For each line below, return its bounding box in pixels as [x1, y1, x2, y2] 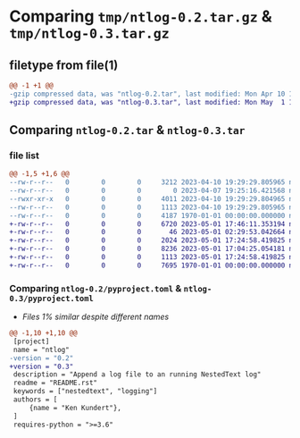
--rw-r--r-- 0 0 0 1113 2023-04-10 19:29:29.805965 [9, 203, 286, 212]
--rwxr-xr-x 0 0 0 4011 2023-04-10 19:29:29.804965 [9, 194, 286, 203]
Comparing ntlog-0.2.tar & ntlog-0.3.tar [9, 122, 246, 138]
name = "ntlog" [12, 345, 70, 354]
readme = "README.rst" [12, 378, 98, 388]
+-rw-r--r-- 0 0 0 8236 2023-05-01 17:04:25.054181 [9, 244, 286, 254]
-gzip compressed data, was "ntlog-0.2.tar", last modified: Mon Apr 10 [9, 89, 286, 98]
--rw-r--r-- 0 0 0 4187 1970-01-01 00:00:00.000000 [9, 211, 286, 220]
